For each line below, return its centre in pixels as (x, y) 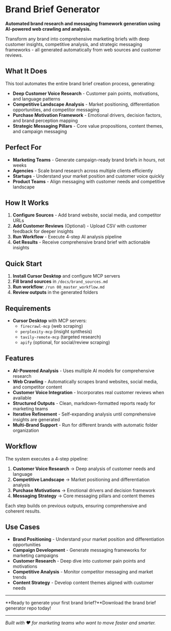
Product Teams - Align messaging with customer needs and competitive (89, 181)
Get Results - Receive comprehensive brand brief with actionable (81, 242)
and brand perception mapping (45, 120)
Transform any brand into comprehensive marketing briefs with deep (77, 39)
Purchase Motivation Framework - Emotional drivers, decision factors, (87, 115)
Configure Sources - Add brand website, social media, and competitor (87, 215)
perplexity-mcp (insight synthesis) (56, 331)
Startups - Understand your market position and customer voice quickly (88, 176)
